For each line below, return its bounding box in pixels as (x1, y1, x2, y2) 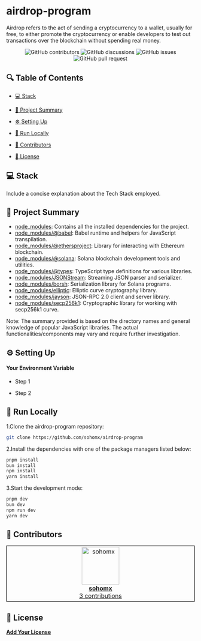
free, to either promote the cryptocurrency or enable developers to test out (6, 30, 191, 37)
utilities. (14, 261, 35, 268)
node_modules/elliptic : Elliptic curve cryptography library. (14, 287, 157, 294)
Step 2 (14, 389, 32, 397)
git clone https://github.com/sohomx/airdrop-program (6, 434, 144, 441)
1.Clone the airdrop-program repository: (6, 423, 104, 430)
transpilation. (14, 236, 48, 243)
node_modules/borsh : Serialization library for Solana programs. (14, 280, 172, 287)
